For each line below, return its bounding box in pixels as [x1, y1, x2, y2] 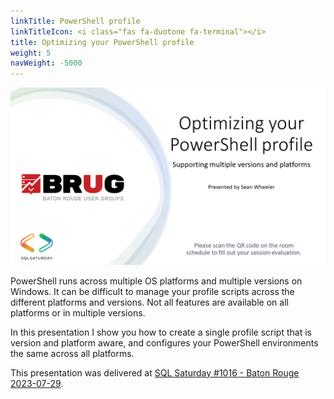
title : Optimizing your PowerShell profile [10, 37, 195, 47]
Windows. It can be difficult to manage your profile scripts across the [10, 285, 295, 297]
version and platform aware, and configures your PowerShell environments [10, 336, 319, 349]
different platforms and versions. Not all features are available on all [10, 296, 289, 308]
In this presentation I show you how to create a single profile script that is [10, 326, 312, 338]
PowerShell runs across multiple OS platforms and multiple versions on [10, 275, 303, 287]
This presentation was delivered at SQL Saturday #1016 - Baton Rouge [10, 366, 300, 379]
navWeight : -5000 [10, 58, 83, 69]
